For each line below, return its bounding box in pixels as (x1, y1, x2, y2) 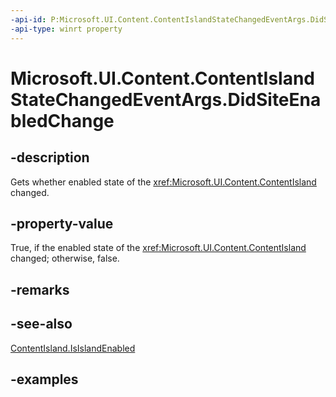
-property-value (10, 215, 114, 232)
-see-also (10, 316, 73, 333)
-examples (10, 371, 79, 388)
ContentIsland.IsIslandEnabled (10, 342, 136, 354)
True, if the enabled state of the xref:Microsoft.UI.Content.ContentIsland (10, 242, 307, 254)
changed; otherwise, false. (10, 252, 120, 265)
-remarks (10, 281, 70, 298)
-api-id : (10, 14, 47, 25)
